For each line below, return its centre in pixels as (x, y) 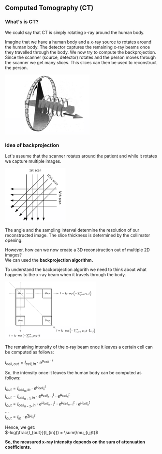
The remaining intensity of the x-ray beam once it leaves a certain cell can (79, 347)
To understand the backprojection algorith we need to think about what (76, 269)
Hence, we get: (20, 427)
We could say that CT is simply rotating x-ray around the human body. (75, 32)
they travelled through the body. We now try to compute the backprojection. (81, 52)
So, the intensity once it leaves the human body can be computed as (73, 373)
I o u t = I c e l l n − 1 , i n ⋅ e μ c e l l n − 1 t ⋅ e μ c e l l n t (37, 396)
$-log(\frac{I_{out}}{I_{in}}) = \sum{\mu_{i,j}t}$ (52, 433)
